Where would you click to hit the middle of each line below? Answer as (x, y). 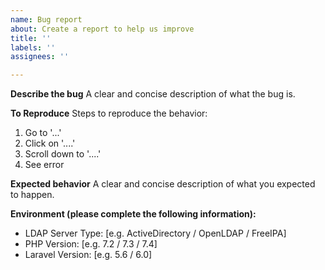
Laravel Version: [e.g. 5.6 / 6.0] (88, 255)
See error (44, 165)
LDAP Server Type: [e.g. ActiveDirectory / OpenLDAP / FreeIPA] (155, 233)
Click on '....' (50, 143)
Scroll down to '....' (63, 154)
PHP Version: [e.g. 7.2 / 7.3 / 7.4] (91, 244)
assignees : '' (40, 57)
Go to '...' (43, 133)
